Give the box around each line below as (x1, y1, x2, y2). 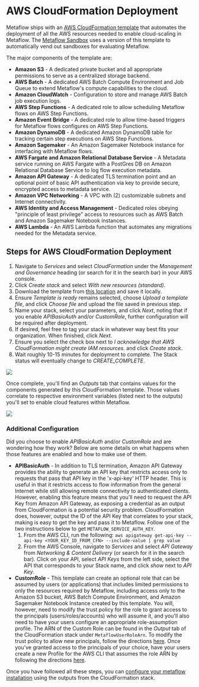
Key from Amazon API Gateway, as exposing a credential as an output (14, 500, 185, 507)
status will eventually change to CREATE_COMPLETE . (14, 357, 145, 364)
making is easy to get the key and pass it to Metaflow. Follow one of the (14, 519, 190, 526)
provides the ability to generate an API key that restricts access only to (14, 469, 188, 476)
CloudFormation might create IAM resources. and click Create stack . (14, 344, 183, 351)
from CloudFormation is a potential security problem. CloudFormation (14, 506, 185, 514)
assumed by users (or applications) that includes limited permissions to (14, 581, 189, 588)
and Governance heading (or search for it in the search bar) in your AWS (14, 269, 192, 276)
